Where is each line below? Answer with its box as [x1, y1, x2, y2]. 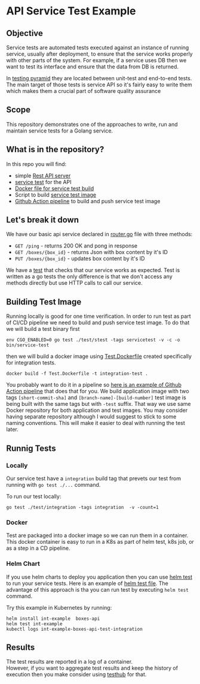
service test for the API [14, 178, 72, 185]
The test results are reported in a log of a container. [6, 658, 133, 665]
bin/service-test [6, 342, 50, 348]
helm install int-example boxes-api [6, 616, 100, 622]
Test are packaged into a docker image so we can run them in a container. [6, 532, 189, 539]
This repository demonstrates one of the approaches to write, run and [6, 120, 178, 128]
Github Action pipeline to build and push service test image [14, 197, 161, 204]
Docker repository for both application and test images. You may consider [6, 406, 188, 414]
